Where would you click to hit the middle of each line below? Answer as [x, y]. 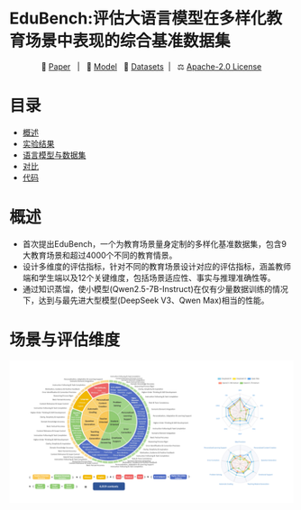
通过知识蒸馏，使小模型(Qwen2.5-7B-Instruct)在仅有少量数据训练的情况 [155, 288]
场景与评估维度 [65, 340]
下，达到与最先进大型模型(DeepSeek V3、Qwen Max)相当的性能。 [146, 300]
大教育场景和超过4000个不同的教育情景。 [100, 255]
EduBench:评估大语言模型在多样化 [138, 18]
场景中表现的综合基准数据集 [128, 41]
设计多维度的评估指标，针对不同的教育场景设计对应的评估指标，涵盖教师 [156, 266]
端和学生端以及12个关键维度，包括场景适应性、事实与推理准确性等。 [149, 278]
